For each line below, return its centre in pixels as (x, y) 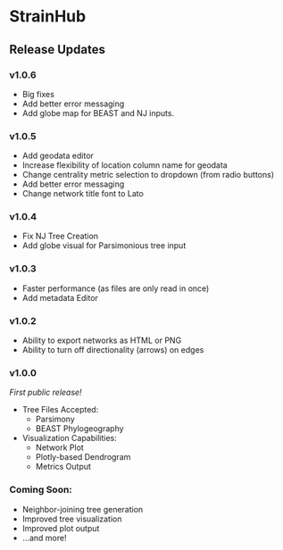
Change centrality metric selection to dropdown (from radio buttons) (148, 175)
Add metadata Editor (60, 297)
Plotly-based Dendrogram (83, 457)
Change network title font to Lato (83, 194)
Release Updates (57, 50)
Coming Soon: (41, 490)
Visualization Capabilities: (70, 438)
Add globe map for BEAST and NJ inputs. (98, 112)
